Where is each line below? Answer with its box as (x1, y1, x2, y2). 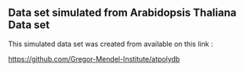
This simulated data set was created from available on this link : (8, 39, 213, 48)
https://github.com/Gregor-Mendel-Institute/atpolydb (8, 54, 180, 63)
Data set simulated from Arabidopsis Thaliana (8, 6, 237, 20)
